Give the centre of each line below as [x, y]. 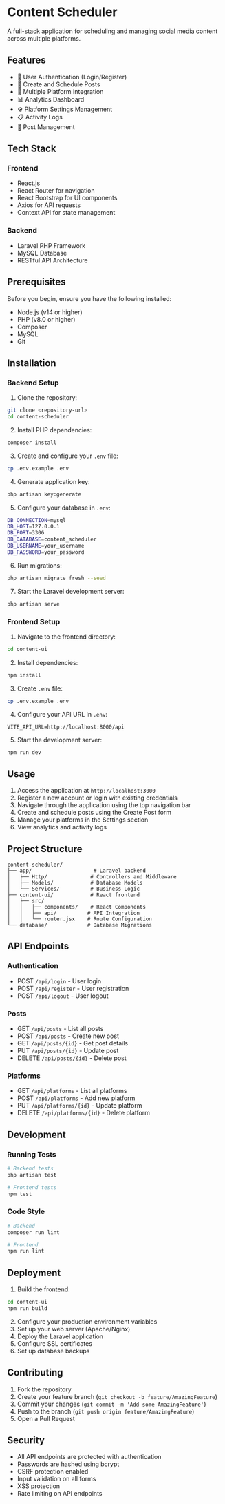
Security [26, 1440]
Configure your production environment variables [87, 1321]
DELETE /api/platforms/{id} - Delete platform [83, 1113]
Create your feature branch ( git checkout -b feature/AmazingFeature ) [117, 1396]
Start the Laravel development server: [71, 591]
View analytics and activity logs [62, 827]
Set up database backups [53, 1351]
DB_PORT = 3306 [26, 533]
